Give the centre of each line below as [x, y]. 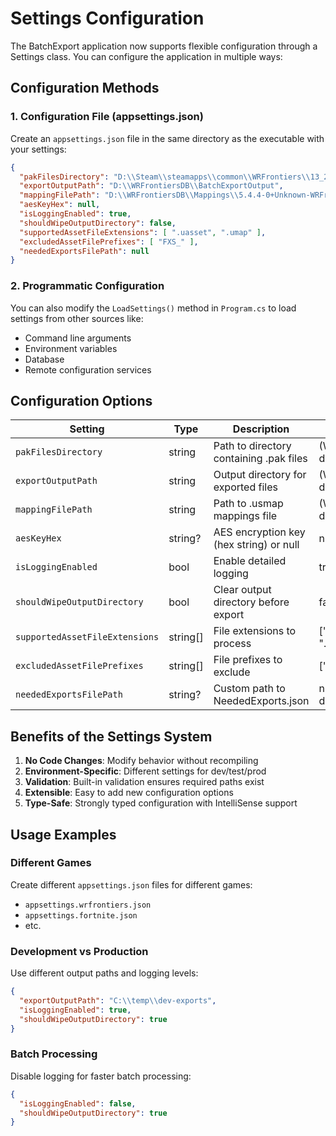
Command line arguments [78, 338]
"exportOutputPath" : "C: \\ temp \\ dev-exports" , [118, 1001]
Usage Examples [63, 834]
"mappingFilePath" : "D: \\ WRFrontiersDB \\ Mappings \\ [129, 195]
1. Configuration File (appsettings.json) [107, 117]
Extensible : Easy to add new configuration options [129, 793]
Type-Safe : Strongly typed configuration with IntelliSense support [161, 803]
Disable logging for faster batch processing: [101, 1076]
